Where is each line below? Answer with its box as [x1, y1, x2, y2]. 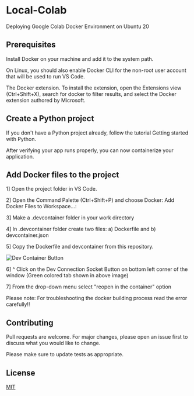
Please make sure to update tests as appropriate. [6, 351, 124, 358]
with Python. [6, 135, 37, 142]
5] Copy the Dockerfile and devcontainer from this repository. [6, 243, 154, 250]
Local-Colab [6, 4, 67, 17]
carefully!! [6, 301, 30, 308]
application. [6, 153, 34, 160]
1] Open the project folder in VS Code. [6, 185, 97, 192]
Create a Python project [6, 113, 94, 123]
